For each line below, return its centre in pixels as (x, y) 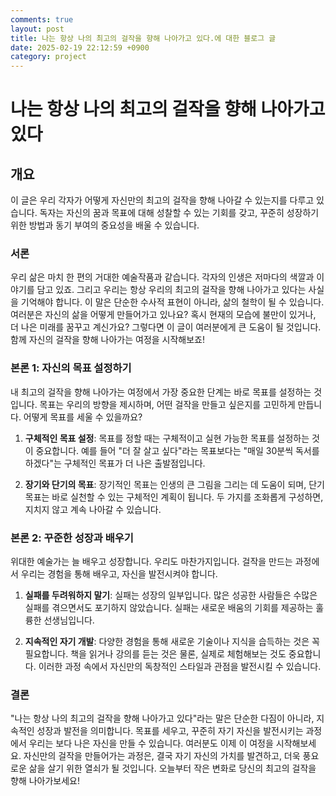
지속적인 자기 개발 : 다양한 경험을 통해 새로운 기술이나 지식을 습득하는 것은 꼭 (172, 642)
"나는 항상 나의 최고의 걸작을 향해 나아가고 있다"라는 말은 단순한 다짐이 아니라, (162, 718)
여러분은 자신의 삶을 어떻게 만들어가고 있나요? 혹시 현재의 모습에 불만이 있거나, (163, 315)
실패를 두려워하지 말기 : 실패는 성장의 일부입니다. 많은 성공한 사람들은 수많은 (171, 595)
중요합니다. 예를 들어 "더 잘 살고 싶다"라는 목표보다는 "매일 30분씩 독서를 (177, 450)
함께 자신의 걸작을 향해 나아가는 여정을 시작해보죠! (108, 340)
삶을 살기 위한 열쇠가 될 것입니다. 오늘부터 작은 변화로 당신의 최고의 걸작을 (172, 768)
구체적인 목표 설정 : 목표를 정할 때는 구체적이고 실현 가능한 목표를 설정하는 (167, 438)
